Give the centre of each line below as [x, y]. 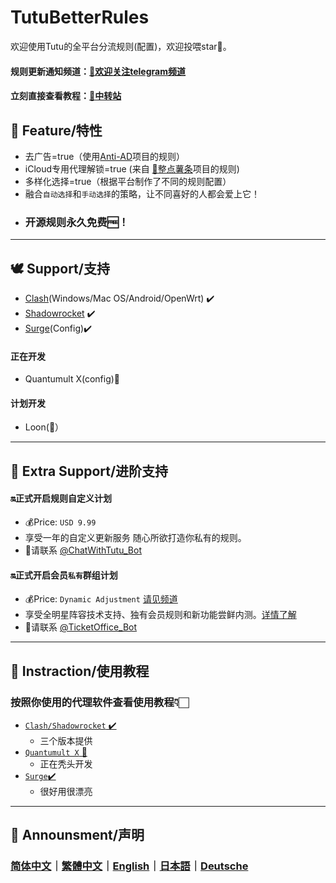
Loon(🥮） [44, 427]
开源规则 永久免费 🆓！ [77, 222]
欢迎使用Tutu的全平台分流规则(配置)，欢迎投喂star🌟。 [121, 46]
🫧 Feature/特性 [56, 130]
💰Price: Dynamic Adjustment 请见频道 [101, 599]
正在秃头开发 [66, 763]
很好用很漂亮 [66, 791]
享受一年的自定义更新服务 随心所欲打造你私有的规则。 [135, 538]
